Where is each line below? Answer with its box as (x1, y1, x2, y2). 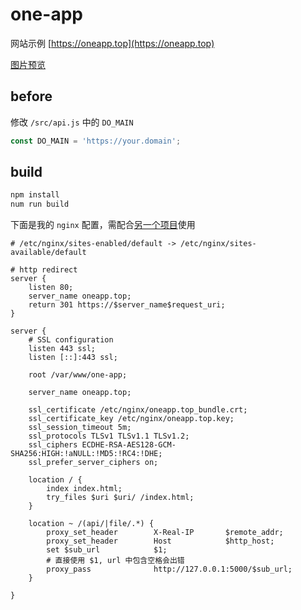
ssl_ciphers (28, 440, 78, 450)
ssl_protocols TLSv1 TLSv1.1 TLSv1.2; (28, 431, 190, 442)
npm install (10, 190, 60, 200)
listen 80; (28, 283, 74, 293)
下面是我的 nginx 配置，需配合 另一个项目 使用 (10, 219, 196, 231)
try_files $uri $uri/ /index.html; (46, 493, 195, 503)
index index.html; (46, 484, 123, 494)
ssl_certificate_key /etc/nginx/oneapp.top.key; (28, 414, 235, 424)
